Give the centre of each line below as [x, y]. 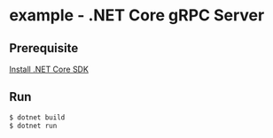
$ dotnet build [37, 117]
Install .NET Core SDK [49, 69]
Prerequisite [44, 48]
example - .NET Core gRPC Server [137, 15]
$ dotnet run [33, 126]
